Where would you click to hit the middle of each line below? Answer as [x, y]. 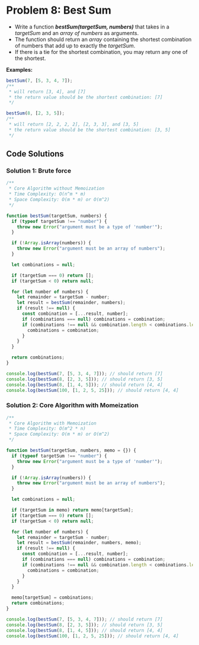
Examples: [19, 69]
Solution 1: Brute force [39, 171]
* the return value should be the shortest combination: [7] [86, 97]
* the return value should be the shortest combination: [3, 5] [89, 130]
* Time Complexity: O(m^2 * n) [47, 429]
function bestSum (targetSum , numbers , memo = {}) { [71, 451]
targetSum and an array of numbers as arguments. [77, 33]
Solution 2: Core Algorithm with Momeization [73, 405]
